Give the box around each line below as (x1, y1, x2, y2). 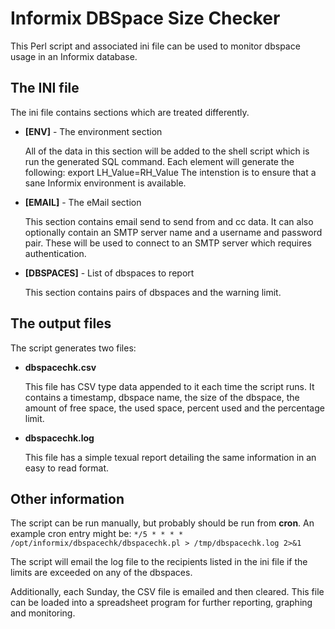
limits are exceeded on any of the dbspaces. (10, 567, 193, 579)
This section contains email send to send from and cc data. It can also (24, 215, 314, 227)
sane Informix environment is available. (24, 177, 187, 189)
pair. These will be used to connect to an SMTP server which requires (24, 237, 312, 249)
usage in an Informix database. (10, 50, 138, 62)
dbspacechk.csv (24, 361, 97, 373)
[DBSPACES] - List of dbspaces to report (24, 267, 195, 279)
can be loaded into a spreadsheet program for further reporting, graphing (10, 597, 313, 609)
